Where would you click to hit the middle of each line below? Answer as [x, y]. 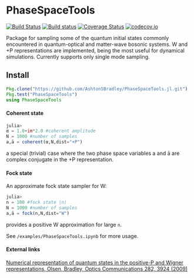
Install [18, 75]
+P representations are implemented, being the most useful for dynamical [96, 50]
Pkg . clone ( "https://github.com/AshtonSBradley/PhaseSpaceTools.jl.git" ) [97, 89]
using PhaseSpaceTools [34, 100]
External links [23, 249]
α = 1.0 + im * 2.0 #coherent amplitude [51, 131]
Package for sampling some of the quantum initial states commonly [88, 38]
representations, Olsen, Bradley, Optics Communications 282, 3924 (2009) [97, 269]
